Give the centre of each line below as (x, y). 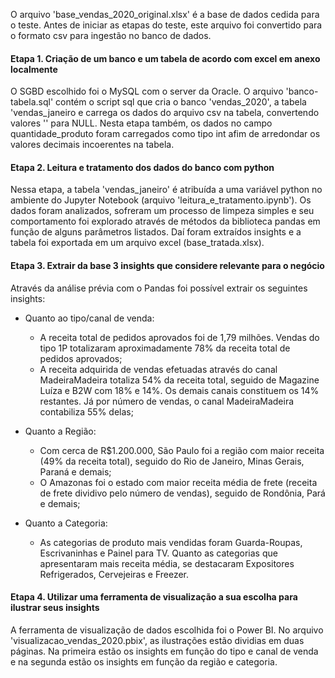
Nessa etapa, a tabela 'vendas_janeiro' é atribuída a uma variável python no (166, 190)
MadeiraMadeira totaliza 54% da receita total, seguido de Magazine (179, 380)
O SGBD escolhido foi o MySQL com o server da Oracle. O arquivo (147, 91)
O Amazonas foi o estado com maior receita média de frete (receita (178, 482)
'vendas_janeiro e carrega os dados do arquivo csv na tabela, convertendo (165, 113)
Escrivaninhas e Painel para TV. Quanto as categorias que (158, 553)
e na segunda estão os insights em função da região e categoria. (144, 661)
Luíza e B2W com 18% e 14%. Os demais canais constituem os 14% (179, 390)
